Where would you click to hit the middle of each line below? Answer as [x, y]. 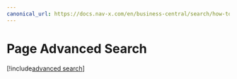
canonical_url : [29, 14]
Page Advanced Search [77, 48]
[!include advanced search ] [46, 68]
